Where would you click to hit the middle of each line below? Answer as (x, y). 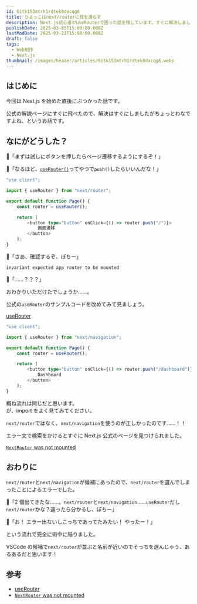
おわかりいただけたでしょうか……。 (49, 292)
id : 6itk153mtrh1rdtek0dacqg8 (43, 11)
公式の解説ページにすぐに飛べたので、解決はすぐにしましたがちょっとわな (96, 114)
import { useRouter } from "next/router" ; (59, 191)
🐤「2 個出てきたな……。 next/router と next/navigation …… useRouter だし (93, 502)
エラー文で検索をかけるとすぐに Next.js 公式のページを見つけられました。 (95, 436)
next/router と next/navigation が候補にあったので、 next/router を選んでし (96, 482)
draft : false (22, 39)
